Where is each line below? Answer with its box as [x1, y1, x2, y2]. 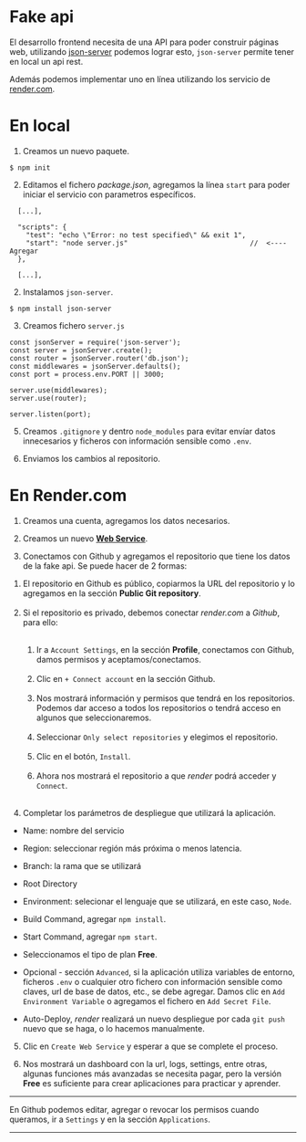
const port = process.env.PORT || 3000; [9, 370, 166, 379]
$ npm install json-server [9, 304, 112, 313]
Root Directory [22, 878, 77, 889]
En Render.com [9, 486, 127, 506]
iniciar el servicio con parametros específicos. [22, 189, 196, 200]
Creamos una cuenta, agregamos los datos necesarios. [22, 515, 230, 526]
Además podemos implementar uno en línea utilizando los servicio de [9, 73, 270, 84]
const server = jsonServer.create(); [9, 345, 153, 355]
